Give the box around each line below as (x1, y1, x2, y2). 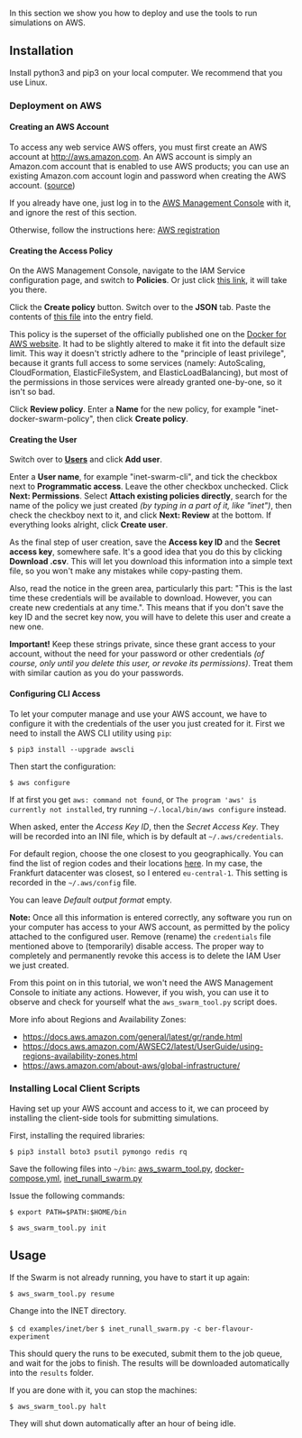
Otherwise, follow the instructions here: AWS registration (9, 224, 221, 235)
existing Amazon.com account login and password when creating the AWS (9, 170, 287, 181)
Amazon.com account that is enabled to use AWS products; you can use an (9, 160, 290, 171)
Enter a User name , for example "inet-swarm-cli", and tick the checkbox (9, 472, 278, 482)
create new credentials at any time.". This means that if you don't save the (9, 602, 284, 613)
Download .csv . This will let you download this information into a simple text (9, 556, 293, 567)
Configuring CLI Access (9, 688, 101, 699)
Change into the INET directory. (9, 1305, 127, 1315)
